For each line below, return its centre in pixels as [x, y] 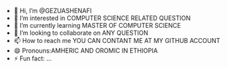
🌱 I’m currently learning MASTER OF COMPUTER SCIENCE [97, 25]
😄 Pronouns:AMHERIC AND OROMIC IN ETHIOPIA [85, 51]
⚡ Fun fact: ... [33, 58]
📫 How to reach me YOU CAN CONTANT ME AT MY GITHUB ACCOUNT [117, 41]
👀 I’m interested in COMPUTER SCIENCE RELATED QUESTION [102, 18]
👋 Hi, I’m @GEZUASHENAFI [53, 11]
